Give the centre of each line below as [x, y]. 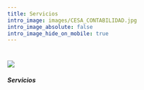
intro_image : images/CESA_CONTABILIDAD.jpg [72, 20]
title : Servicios [33, 14]
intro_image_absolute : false [50, 27]
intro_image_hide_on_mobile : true [58, 33]
